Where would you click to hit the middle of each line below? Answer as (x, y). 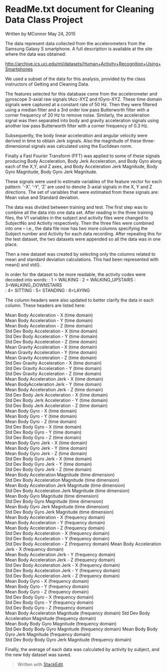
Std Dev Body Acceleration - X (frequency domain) (57, 533)
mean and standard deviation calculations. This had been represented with (82, 259)
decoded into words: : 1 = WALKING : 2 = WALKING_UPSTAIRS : (71, 279)
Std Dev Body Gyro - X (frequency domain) (49, 597)
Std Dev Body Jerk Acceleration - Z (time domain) (57, 405)
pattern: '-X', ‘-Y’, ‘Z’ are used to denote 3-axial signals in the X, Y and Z (79, 187)
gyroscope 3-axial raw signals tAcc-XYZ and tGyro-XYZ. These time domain (84, 99)
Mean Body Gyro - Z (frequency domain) (47, 591)
